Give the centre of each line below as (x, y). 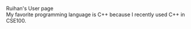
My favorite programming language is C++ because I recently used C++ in (95, 14)
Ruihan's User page (30, 8)
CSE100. (16, 21)
